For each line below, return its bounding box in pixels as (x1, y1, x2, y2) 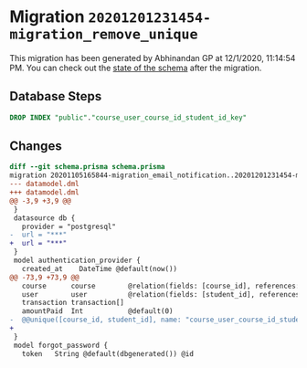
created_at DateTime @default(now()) (21, 264, 178, 273)
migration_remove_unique (9, 26, 198, 43)
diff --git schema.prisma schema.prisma (9, 163, 166, 172)
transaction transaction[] (21, 299, 125, 308)
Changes (9, 139, 62, 154)
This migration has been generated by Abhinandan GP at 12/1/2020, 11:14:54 (9, 52, 296, 63)
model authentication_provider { (13, 256, 142, 266)
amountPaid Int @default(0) (21, 307, 174, 316)
